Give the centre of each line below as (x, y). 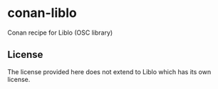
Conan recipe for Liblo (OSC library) (60, 32)
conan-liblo (42, 13)
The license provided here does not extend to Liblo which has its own (109, 71)
